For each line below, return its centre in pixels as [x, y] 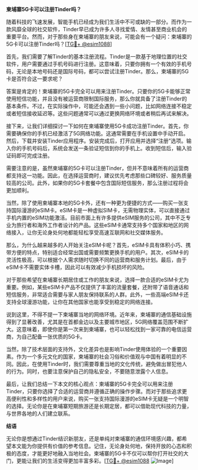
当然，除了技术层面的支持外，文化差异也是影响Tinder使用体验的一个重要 [94, 349]
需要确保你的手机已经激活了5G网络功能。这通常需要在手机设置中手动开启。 [97, 133]
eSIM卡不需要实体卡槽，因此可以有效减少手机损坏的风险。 [77, 267]
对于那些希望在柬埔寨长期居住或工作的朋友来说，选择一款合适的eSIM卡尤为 [98, 280]
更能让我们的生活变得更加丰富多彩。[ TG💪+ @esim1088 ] [95, 461]
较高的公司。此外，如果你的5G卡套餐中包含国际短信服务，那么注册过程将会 [97, 183]
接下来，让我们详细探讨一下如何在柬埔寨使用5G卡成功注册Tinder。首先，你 [98, 126]
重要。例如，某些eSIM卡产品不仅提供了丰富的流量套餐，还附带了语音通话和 [98, 287]
